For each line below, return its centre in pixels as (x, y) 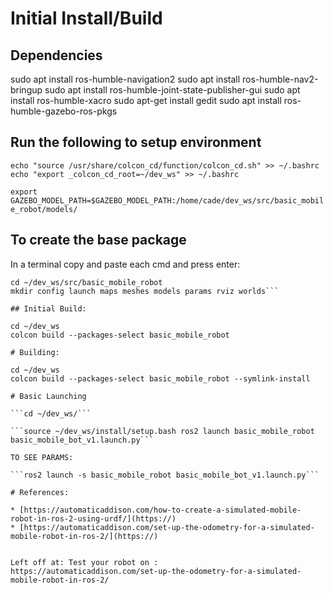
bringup (26, 90)
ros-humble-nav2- (280, 79)
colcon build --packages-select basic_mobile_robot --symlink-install (160, 378)
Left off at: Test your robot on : (84, 562)
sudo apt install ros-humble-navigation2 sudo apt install (125, 79)
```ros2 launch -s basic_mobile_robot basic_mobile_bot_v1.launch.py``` (165, 475)
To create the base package (98, 240)
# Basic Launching (48, 396)
